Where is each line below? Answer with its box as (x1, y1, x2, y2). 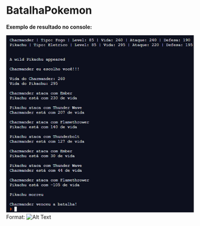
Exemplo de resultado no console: (6, 23, 92, 30)
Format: (6, 213, 26, 221)
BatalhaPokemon (6, 4, 92, 17)
